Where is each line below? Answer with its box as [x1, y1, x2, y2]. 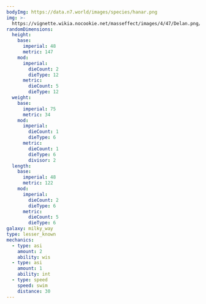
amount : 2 [17, 248, 43, 254]
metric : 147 [22, 49, 53, 55]
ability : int [17, 271, 51, 278]
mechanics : [6, 237, 34, 243]
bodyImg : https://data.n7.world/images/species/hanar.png [6, 9, 158, 15]
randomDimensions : [6, 26, 53, 32]
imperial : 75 [22, 105, 56, 112]
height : [12, 32, 32, 38]
